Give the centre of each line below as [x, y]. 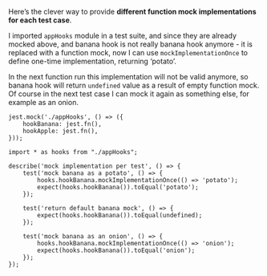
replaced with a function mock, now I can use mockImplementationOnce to [128, 53]
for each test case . [40, 20]
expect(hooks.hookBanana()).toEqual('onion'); [116, 250]
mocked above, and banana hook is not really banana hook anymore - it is [130, 44]
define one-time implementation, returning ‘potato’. [92, 61]
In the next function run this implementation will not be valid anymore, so [128, 77]
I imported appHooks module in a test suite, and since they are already [123, 36]
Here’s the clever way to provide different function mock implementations [132, 12]
